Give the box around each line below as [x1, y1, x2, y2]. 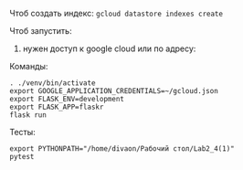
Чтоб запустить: [9, 26, 72, 36]
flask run [9, 111, 48, 120]
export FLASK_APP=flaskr [9, 102, 104, 112]
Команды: [9, 61, 48, 71]
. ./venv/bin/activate [9, 79, 96, 88]
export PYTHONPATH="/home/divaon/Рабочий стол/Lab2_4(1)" [9, 144, 235, 154]
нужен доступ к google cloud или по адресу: [22, 43, 196, 54]
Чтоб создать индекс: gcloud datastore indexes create [9, 8, 224, 18]
